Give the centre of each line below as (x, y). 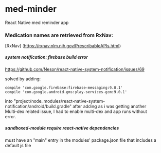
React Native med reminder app (37, 22)
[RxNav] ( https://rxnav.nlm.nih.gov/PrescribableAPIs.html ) (63, 46)
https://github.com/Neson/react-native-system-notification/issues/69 (75, 69)
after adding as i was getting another (110, 107)
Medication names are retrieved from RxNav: (59, 35)
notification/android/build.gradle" (38, 107)
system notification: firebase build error (47, 57)
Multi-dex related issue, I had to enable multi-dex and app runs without (76, 111)
